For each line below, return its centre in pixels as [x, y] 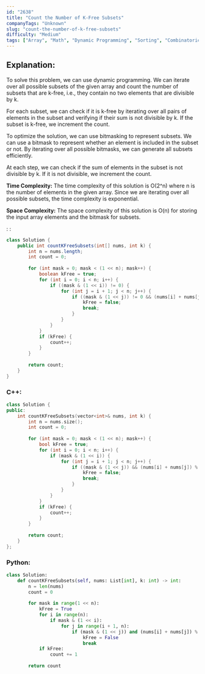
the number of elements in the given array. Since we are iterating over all [98, 192]
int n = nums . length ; [56, 251]
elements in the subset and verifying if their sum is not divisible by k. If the [100, 117]
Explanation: [31, 65]
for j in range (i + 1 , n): [95, 626]
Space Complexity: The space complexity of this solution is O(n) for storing [102, 210]
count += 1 [64, 654]
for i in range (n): [63, 615]
